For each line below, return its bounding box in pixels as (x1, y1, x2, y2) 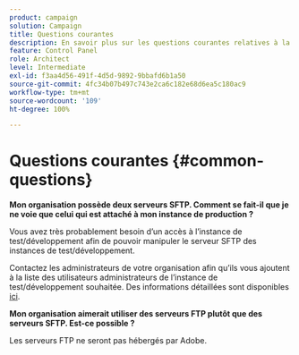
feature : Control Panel (9, 46, 98, 55)
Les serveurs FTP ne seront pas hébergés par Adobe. (9, 335, 208, 346)
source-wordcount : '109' (9, 96, 102, 106)
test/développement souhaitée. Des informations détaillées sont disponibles (9, 282, 289, 292)
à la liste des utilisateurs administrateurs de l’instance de (9, 272, 218, 283)
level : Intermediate (9, 63, 87, 72)
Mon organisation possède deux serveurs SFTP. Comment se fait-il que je (9, 199, 289, 210)
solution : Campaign (9, 21, 82, 30)
